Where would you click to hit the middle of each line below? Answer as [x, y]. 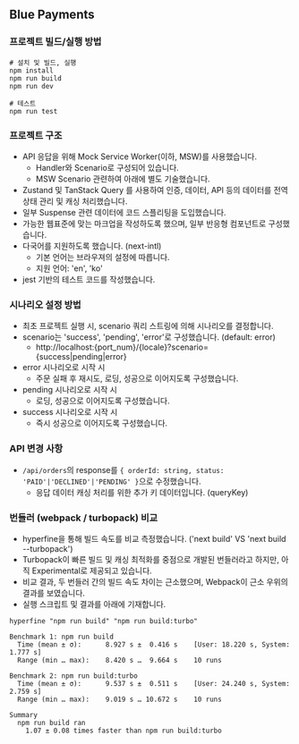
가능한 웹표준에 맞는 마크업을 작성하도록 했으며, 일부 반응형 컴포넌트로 [144, 224]
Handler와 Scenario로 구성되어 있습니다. [107, 167]
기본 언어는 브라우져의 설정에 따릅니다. [103, 257]
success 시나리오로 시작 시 [70, 412]
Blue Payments [52, 15]
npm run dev [31, 86]
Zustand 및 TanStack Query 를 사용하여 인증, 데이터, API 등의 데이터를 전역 [155, 190]
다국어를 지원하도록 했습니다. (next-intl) [92, 246]
